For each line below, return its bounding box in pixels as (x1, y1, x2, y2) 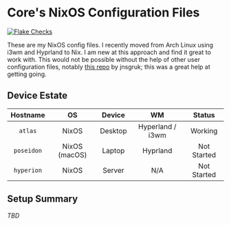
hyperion (13, 166, 43, 174)
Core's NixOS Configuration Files (7, 5, 200, 21)
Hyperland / (138, 121, 177, 131)
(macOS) (58, 150, 87, 159)
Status (192, 110, 215, 119)
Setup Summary (7, 193, 78, 205)
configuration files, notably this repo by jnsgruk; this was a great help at (7, 62, 211, 71)
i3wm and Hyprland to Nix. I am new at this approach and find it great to (7, 48, 212, 56)
